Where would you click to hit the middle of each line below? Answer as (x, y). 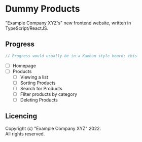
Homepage (24, 65)
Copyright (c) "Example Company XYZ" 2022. (53, 128)
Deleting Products (39, 100)
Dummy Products (43, 9)
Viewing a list (34, 77)
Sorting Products (38, 83)
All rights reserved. (25, 134)
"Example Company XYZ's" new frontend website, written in (68, 23)
